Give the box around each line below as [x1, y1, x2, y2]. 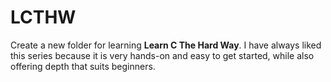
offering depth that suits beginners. [10, 60, 156, 72]
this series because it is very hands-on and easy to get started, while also [10, 49, 315, 61]
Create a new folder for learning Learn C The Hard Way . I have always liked [10, 39, 322, 51]
